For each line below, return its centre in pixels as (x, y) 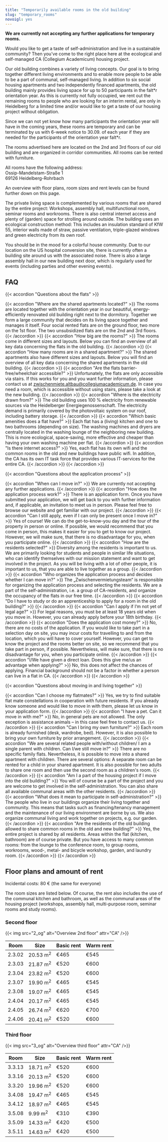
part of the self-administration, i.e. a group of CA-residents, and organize (81, 591)
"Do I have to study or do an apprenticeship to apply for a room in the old (81, 601)
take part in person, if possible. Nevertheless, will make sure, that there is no (84, 649)
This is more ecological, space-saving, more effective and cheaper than (79, 437)
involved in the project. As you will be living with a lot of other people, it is (81, 564)
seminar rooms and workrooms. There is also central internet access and (81, 214)
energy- (142, 309)
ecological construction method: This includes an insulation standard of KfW (84, 225)
